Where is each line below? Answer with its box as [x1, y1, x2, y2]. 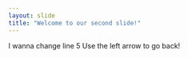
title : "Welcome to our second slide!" [8, 19, 142, 27]
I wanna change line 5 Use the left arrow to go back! [8, 41, 181, 50]
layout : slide [8, 11, 56, 20]
